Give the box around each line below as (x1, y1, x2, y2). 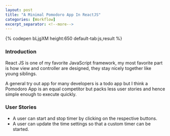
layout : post (5, 7, 33, 13)
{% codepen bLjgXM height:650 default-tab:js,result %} (5, 36, 123, 42)
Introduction (5, 48, 37, 55)
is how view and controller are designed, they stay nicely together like (5, 65, 151, 71)
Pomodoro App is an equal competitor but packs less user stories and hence (5, 86, 165, 92)
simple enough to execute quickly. (5, 91, 77, 97)
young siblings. (5, 71, 37, 77)
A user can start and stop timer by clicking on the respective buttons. (12, 115, 157, 121)
